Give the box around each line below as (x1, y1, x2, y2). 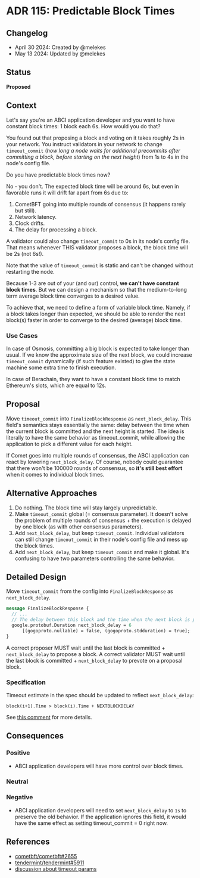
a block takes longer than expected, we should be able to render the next (6, 310, 186, 317)
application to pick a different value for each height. (6, 440, 133, 447)
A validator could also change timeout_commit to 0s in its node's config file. (6, 237, 190, 245)
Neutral (6, 777, 29, 786)
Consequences (6, 731, 64, 741)
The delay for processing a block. (14, 225, 98, 233)
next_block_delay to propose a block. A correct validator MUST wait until (6, 650, 185, 657)
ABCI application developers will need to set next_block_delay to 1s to (14, 806, 187, 814)
